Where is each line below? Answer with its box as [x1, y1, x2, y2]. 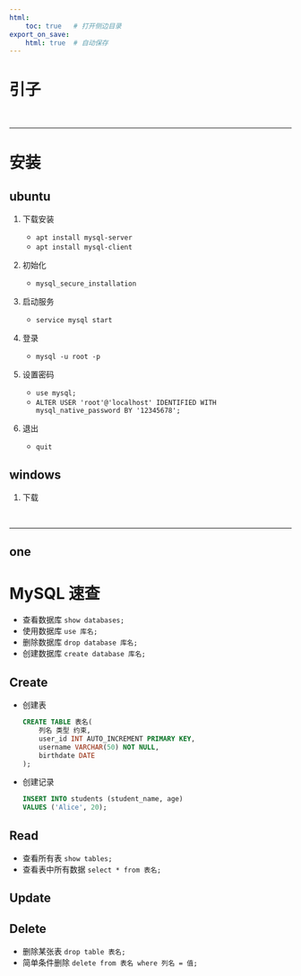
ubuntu [9, 189, 51, 204]
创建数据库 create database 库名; [21, 648, 146, 659]
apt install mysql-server [35, 233, 133, 242]
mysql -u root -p [35, 352, 101, 362]
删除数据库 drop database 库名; [21, 637, 138, 647]
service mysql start [35, 316, 113, 325]
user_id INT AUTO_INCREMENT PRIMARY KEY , [39, 734, 195, 743]
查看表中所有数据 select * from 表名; [21, 864, 161, 875]
